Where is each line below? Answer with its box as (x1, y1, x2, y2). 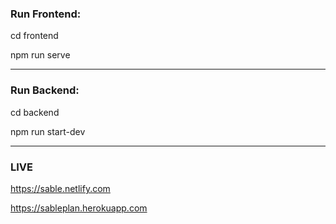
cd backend (10, 106, 60, 118)
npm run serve (10, 49, 71, 61)
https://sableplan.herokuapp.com (10, 202, 148, 214)
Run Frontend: (10, 7, 82, 21)
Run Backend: (10, 83, 80, 97)
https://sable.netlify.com (10, 182, 111, 194)
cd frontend (10, 30, 59, 42)
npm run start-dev (10, 125, 86, 137)
